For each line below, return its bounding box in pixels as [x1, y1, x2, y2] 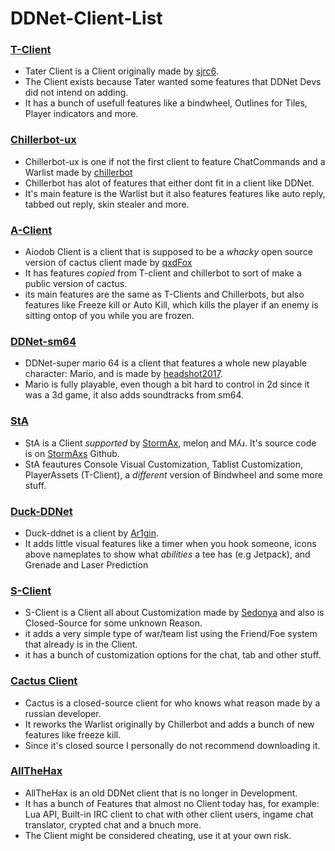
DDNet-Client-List [10, 7, 163, 30]
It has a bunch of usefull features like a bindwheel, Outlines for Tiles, [24, 97, 308, 109]
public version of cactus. [24, 278, 128, 290]
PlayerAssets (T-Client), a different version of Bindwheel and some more [24, 468, 323, 481]
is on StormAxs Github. [24, 447, 120, 459]
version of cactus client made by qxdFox [24, 257, 193, 269]
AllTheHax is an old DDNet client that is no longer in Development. [24, 787, 298, 799]
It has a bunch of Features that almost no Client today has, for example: [24, 797, 320, 809]
